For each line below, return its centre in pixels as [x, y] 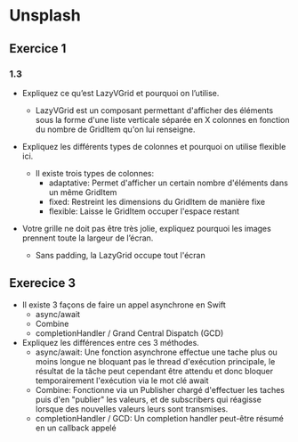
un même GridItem [83, 192]
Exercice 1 [38, 49]
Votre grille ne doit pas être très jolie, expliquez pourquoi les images [146, 228]
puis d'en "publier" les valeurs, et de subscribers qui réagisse [149, 399]
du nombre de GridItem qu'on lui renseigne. [115, 129]
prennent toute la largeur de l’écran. [88, 238]
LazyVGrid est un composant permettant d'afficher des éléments [154, 110]
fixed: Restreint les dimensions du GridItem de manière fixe [157, 201]
